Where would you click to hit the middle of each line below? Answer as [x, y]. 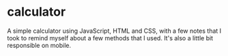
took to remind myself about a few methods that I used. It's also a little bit [110, 38]
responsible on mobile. [39, 45]
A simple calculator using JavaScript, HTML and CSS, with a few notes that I [114, 31]
